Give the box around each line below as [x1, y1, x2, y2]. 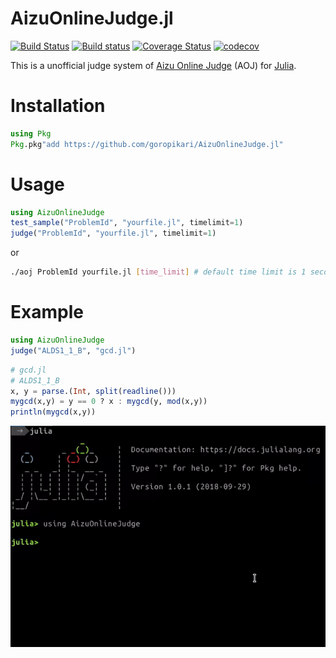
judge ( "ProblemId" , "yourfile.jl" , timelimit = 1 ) [10, 228, 217, 239]
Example [10, 301, 84, 324]
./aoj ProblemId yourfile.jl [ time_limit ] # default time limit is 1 [10, 267, 307, 277]
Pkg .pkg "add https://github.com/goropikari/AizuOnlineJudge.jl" [10, 139, 284, 149]
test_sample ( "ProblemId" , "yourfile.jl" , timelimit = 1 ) [10, 218, 244, 228]
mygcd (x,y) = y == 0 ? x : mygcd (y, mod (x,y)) [10, 397, 208, 407]
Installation [10, 95, 106, 117]
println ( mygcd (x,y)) [10, 407, 97, 417]
